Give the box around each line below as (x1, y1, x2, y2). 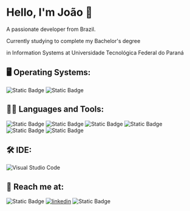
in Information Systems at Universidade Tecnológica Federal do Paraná (6, 49, 184, 56)
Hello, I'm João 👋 (6, 5, 93, 19)
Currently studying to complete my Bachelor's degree (6, 37, 141, 44)
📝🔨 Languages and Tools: (6, 104, 104, 115)
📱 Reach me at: (6, 181, 64, 192)
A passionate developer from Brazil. (6, 25, 96, 33)
